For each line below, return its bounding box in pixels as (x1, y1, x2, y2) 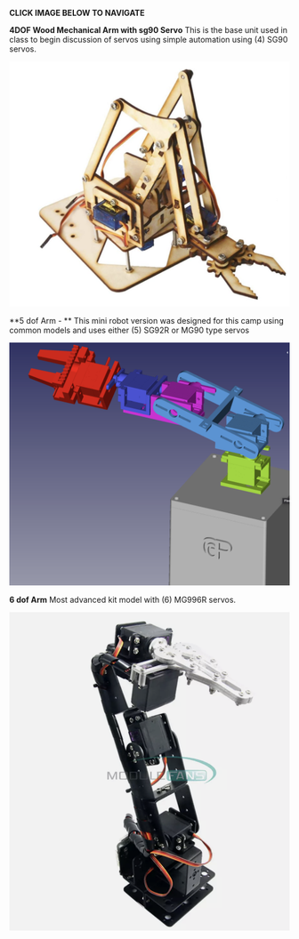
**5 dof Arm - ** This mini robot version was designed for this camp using (9, 316, 285, 325)
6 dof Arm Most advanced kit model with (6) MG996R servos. (9, 595, 237, 606)
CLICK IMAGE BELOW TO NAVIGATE (9, 8, 145, 18)
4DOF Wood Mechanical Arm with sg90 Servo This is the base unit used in (9, 25, 287, 35)
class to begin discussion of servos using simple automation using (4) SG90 (9, 35, 288, 44)
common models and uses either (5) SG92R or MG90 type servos (9, 325, 250, 335)
